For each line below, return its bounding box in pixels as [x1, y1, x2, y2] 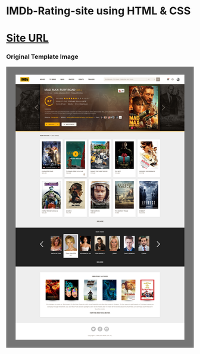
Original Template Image [6, 52, 79, 61]
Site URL [6, 32, 49, 45]
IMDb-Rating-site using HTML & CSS [6, 4, 191, 18]
